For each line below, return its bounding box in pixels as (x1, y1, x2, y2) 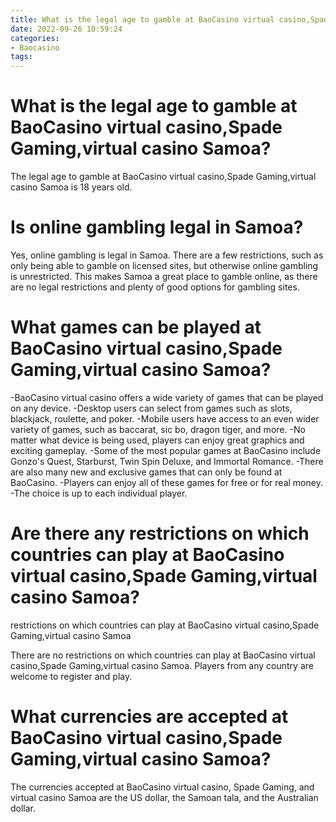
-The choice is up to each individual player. (10, 487, 188, 499)
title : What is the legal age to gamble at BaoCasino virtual (10, 14, 275, 25)
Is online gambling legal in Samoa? (10, 216, 304, 239)
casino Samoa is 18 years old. (10, 181, 133, 193)
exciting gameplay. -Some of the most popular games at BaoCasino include (10, 444, 322, 456)
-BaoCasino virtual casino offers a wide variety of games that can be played (10, 391, 324, 403)
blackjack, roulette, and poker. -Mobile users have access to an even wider (10, 412, 320, 425)
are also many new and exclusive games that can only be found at (10, 466, 283, 478)
